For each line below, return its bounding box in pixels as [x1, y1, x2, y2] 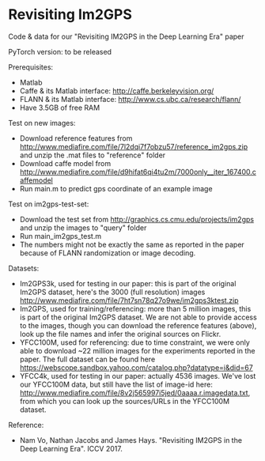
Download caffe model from [19, 158, 112, 168]
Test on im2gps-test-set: [8, 199, 89, 209]
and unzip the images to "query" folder [19, 223, 147, 232]
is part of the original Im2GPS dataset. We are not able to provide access [19, 312, 257, 322]
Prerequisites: [8, 62, 54, 72]
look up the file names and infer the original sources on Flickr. [19, 329, 221, 338]
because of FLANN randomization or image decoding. [19, 248, 196, 258]
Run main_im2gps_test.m [19, 231, 101, 240]
